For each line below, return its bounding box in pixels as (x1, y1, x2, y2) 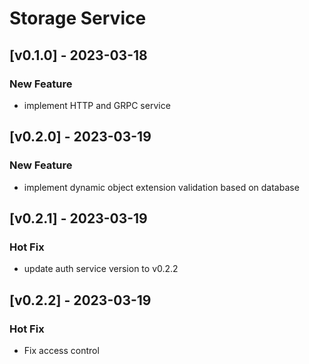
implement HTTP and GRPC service (23, 99, 171, 111)
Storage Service (9, 7, 147, 30)
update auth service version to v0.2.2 (23, 263, 179, 275)
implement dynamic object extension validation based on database (23, 181, 300, 193)
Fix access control (23, 344, 100, 356)
